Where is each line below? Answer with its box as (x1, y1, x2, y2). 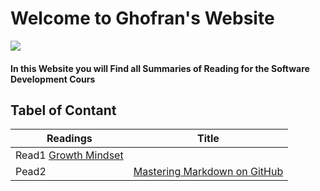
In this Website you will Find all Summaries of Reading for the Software (10, 62, 310, 74)
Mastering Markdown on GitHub (133, 165, 284, 179)
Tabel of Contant (10, 102, 117, 119)
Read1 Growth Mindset (15, 148, 124, 162)
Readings (46, 132, 93, 146)
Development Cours (10, 73, 96, 85)
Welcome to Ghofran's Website (10, 7, 275, 30)
